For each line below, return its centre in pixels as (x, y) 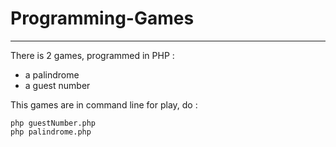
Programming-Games (102, 18)
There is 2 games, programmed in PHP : (92, 55)
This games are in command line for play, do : (104, 104)
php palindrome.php (51, 132)
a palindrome (52, 74)
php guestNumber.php (53, 123)
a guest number (57, 85)
